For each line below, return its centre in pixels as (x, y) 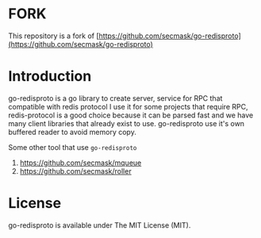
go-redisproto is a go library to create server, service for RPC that (115, 98)
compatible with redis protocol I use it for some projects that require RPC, (128, 106)
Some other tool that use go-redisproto (73, 147)
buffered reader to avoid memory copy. (72, 132)
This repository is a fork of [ (54, 36)
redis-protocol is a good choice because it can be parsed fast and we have (131, 115)
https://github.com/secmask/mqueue (81, 163)
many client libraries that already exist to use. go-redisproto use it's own (126, 123)
